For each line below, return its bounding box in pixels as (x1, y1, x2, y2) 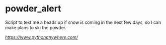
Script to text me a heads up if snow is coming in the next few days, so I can (5, 19, 162, 25)
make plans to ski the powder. (5, 24, 67, 30)
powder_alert (5, 3, 61, 14)
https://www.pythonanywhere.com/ (5, 34, 79, 40)
